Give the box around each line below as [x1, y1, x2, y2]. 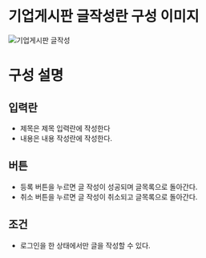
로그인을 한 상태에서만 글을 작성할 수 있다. [19, 240, 151, 250]
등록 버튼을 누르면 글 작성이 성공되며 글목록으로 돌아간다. [19, 182, 198, 191]
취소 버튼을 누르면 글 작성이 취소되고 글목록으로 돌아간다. [19, 191, 198, 201]
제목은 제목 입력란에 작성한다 [19, 123, 111, 133]
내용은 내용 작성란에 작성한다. [19, 133, 113, 143]
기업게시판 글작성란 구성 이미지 [8, 7, 200, 26]
